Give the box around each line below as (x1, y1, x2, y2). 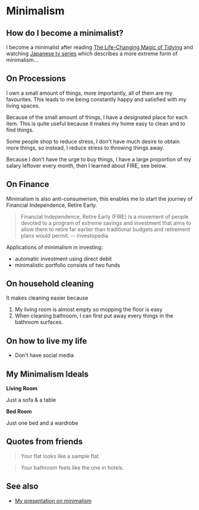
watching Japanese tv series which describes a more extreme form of (6, 50, 178, 57)
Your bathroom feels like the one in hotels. (20, 464, 125, 471)
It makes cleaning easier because (6, 294, 89, 301)
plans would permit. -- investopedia (20, 232, 109, 239)
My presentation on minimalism (14, 497, 92, 504)
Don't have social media (14, 352, 74, 359)
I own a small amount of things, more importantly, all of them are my (6, 89, 173, 97)
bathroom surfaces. (14, 319, 64, 326)
